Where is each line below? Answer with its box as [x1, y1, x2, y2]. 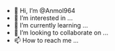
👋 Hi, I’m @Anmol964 [13, 7, 75, 14]
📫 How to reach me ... [13, 37, 79, 44]
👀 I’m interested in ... [13, 14, 73, 22]
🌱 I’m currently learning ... [13, 21, 89, 29]
